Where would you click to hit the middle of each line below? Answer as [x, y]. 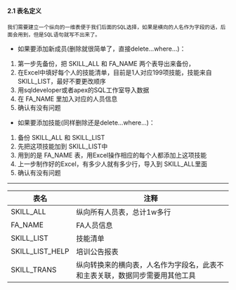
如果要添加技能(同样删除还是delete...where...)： [86, 122]
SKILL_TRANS [34, 270]
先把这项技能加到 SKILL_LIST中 [63, 146]
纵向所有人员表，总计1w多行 [124, 213]
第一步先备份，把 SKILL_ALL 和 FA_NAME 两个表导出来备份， [106, 64]
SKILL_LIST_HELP [40, 251]
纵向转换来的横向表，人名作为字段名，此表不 [150, 265]
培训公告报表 [97, 252]
